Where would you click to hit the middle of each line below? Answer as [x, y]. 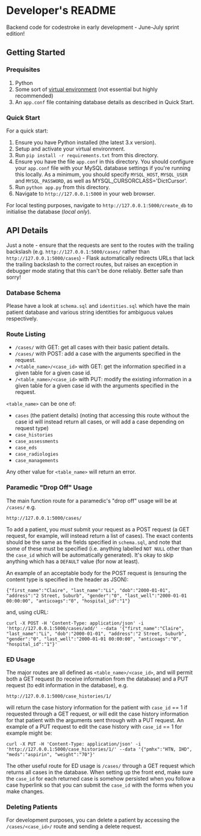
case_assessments [37, 441]
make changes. [25, 791]
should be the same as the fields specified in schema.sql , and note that [94, 542]
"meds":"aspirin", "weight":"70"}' [51, 754]
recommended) [34, 95]
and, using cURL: [27, 612]
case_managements [37, 461]
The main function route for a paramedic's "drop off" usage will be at [92, 501]
